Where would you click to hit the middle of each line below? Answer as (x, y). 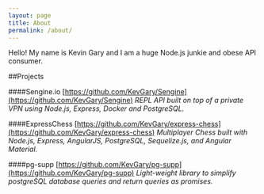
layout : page (30, 15)
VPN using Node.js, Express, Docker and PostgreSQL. (96, 108)
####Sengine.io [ (37, 92)
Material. (23, 149)
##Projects (26, 77)
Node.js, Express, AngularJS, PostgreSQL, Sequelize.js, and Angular (120, 141)
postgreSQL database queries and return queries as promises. (111, 181)
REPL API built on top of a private (189, 101)
